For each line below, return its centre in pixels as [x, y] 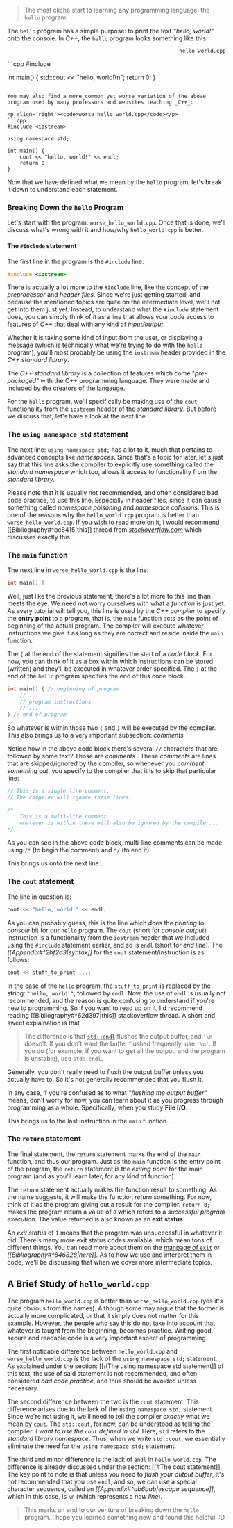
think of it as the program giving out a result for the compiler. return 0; [109, 1204]
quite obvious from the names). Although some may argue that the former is [116, 1308]
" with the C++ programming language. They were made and [123, 381]
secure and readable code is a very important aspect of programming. [107, 1338]
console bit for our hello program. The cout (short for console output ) [107, 930]
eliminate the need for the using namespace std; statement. [92, 1446]
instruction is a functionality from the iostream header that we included [109, 937]
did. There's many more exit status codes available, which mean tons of [110, 1240]
